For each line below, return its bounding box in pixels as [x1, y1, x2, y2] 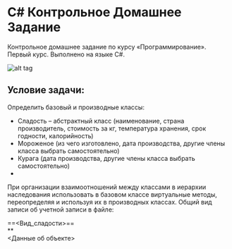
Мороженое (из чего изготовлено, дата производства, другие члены [17, 139, 226, 147]
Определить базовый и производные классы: [7, 103, 145, 111]
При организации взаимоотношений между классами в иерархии [7, 183, 207, 191]
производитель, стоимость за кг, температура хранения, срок [17, 124, 207, 133]
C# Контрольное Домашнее [7, 4, 182, 20]
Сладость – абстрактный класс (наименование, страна [17, 116, 185, 125]
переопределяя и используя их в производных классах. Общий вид [7, 198, 213, 206]
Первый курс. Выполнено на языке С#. [7, 50, 126, 59]
